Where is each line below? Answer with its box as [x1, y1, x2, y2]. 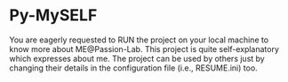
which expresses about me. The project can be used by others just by [9, 53, 265, 63]
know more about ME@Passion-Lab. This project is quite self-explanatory [9, 43, 280, 54]
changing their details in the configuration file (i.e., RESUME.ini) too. [9, 63, 258, 73]
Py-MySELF [9, 5, 98, 26]
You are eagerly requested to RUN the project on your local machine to [9, 34, 269, 45]
